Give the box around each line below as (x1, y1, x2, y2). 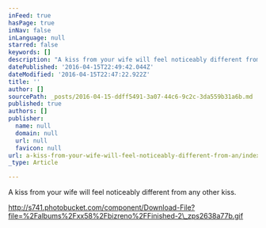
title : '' (8, 78, 41, 85)
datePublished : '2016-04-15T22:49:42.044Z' (8, 63, 154, 71)
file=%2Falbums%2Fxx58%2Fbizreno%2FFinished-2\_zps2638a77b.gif (8, 211, 244, 221)
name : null (15, 122, 51, 130)
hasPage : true (8, 19, 55, 27)
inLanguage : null (8, 33, 66, 42)
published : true (8, 100, 62, 108)
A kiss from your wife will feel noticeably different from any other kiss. (8, 188, 237, 197)
